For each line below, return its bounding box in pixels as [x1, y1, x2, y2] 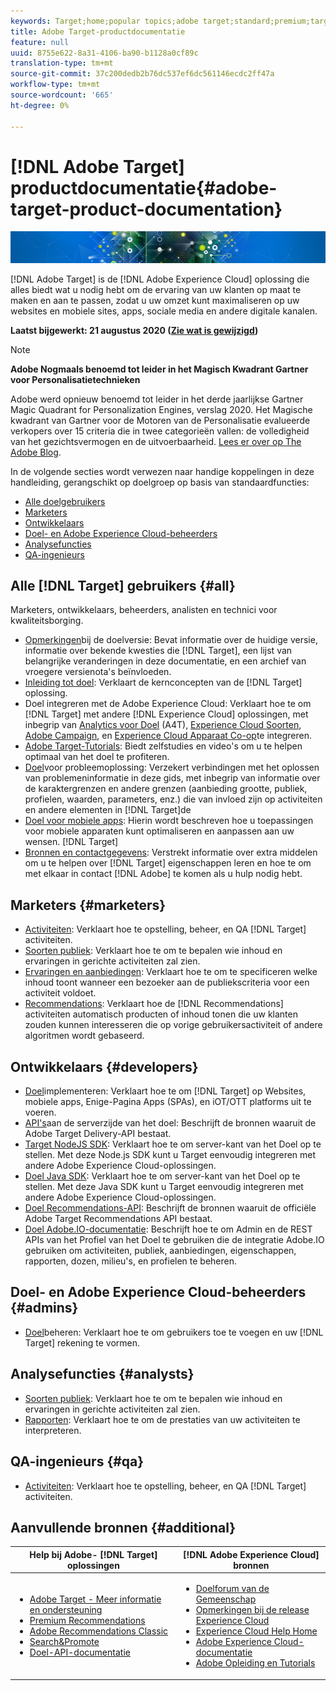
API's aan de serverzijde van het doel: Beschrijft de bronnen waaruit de [24, 1117, 317, 1129]
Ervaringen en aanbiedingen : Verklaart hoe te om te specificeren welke [24, 966, 318, 978]
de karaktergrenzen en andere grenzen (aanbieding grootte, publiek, [24, 783, 308, 795]
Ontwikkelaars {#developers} [10, 1058, 199, 1075]
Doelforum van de [195, 1583, 270, 1595]
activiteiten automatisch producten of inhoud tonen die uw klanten [24, 1008, 298, 1020]
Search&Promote [29, 1636, 100, 1648]
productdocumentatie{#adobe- [10, 176, 278, 199]
